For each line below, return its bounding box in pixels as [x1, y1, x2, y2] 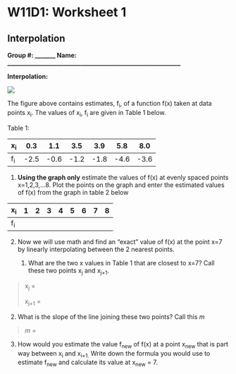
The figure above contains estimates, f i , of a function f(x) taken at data [7, 99, 213, 109]
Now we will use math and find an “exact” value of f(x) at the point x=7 [17, 238, 223, 246]
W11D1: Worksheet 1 [7, 4, 127, 20]
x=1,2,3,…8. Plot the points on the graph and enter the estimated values [17, 181, 225, 189]
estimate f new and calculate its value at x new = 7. [17, 358, 159, 368]
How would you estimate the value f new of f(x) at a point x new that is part [17, 339, 229, 350]
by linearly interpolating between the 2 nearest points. [17, 245, 175, 254]
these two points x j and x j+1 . [27, 266, 109, 277]
